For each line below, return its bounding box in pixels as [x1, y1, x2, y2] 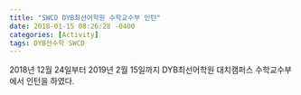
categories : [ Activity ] [9, 30, 99, 39]
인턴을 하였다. [25, 76, 75, 87]
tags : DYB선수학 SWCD [9, 38, 86, 48]
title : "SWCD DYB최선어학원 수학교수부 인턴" [9, 13, 161, 23]
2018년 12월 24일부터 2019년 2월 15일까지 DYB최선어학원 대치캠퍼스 [9, 64, 254, 75]
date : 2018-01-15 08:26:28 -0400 [9, 22, 136, 31]
